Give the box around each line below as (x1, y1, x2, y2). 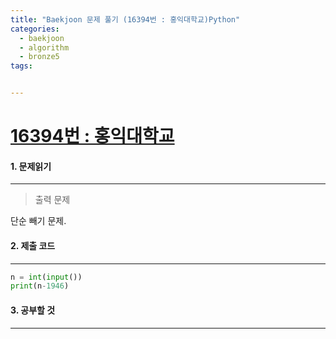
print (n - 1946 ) (10, 281, 70, 291)
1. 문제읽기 (10, 160, 52, 172)
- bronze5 (19, 52, 60, 62)
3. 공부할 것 (10, 304, 56, 316)
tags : (10, 61, 33, 71)
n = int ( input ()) (10, 272, 83, 282)
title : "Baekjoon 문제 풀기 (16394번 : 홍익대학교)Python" (10, 14, 241, 25)
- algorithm (19, 42, 70, 53)
